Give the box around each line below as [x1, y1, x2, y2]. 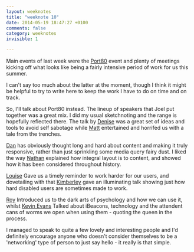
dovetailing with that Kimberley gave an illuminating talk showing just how [6, 178, 185, 185]
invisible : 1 [6, 36, 38, 42]
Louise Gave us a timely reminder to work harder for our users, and [6, 172, 169, 179]
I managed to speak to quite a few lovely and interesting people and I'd [6, 227, 179, 233]
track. [6, 94, 21, 101]
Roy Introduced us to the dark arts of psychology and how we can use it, [6, 196, 183, 203]
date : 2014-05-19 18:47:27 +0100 [6, 19, 88, 25]
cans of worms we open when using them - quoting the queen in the [6, 209, 173, 215]
